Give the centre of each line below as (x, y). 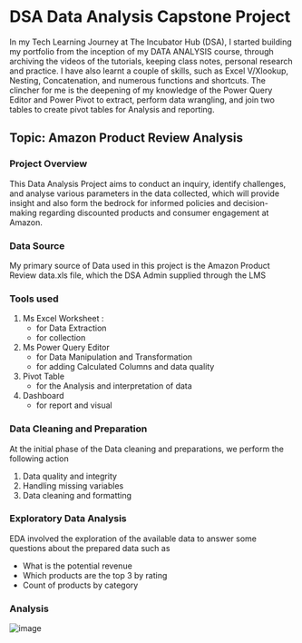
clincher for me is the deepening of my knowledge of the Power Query (141, 90)
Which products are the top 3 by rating (95, 575)
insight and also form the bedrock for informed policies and (120, 203)
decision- (251, 203)
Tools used (34, 299)
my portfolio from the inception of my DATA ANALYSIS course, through (141, 51)
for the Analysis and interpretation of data (114, 386)
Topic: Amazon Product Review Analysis (126, 138)
